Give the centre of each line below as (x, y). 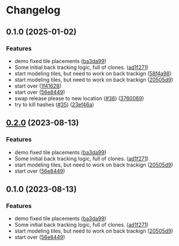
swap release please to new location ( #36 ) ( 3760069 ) (79, 98)
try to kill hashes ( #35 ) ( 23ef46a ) (54, 104)
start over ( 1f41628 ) (38, 86)
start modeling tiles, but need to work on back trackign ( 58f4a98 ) (93, 73)
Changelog (33, 10)
